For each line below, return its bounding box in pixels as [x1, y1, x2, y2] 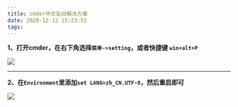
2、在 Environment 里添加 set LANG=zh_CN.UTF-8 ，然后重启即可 [7, 78, 184, 87]
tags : [7, 23, 23, 30]
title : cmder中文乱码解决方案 [7, 10, 89, 18]
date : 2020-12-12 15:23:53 [7, 17, 87, 24]
